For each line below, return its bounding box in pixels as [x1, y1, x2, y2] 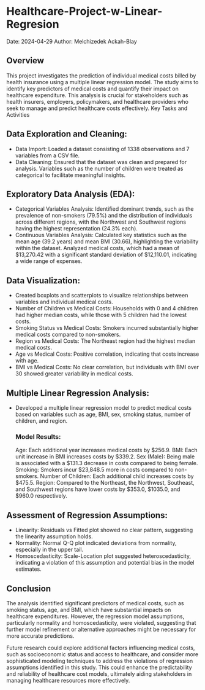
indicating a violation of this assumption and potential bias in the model [15, 559, 195, 567]
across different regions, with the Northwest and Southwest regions [15, 218, 187, 225]
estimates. [15, 565, 42, 573]
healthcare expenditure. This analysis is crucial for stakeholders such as [6, 91, 188, 99]
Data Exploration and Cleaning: [6, 129, 127, 139]
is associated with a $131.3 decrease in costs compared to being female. [15, 460, 198, 467]
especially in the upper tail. [15, 546, 84, 554]
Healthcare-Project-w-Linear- [6, 4, 163, 18]
